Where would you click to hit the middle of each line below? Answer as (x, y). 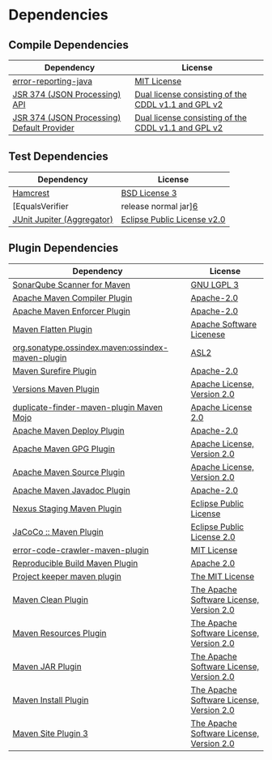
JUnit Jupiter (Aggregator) (63, 219)
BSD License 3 (149, 193)
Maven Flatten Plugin (53, 329)
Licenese (208, 334)
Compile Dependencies (69, 45)
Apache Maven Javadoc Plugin (72, 490)
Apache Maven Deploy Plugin (68, 430)
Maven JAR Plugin (47, 666)
